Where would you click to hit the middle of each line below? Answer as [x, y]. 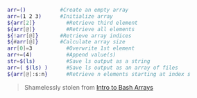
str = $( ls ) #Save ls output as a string [79, 61]
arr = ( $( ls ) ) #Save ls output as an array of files [93, 68]
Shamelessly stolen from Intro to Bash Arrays [89, 87]
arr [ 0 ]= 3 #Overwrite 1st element [71, 48]
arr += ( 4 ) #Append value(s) [62, 55]
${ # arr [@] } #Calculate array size [67, 42]
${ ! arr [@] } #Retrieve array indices [69, 36]
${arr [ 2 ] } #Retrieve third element [72, 23]
